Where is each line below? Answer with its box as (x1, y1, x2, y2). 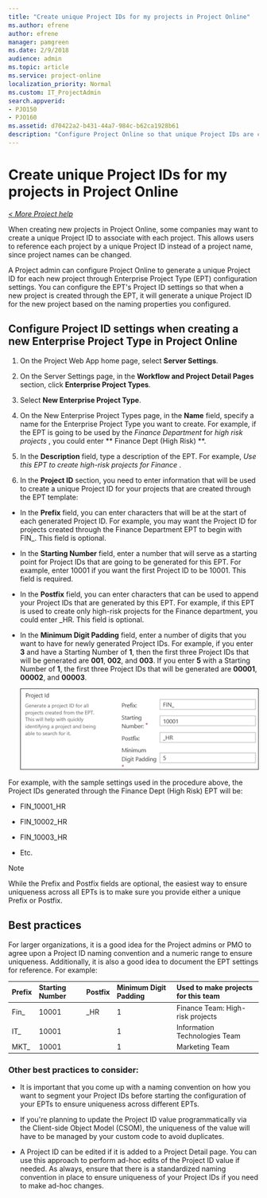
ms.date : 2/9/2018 (8, 46, 69, 55)
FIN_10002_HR (19, 817, 68, 827)
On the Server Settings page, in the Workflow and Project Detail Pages (19, 371, 254, 381)
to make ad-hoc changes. (19, 1180, 105, 1190)
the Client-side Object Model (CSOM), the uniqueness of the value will (19, 1123, 250, 1133)
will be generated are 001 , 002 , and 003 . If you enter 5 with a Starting (19, 656, 250, 665)
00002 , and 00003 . (19, 672, 87, 682)
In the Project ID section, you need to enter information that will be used (19, 475, 256, 485)
